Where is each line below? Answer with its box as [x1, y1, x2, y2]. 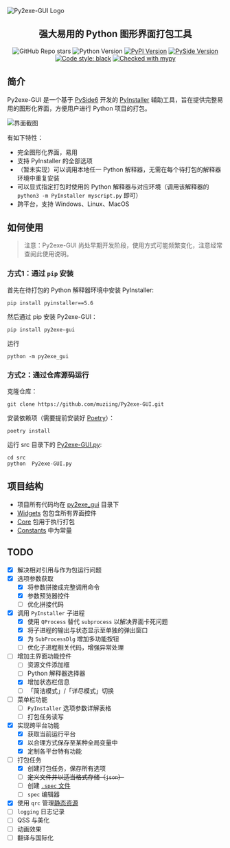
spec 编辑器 [27, 790, 60, 798]
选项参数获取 [16, 574, 54, 582]
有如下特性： [7, 133, 43, 141]
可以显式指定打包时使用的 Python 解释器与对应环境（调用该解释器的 [16, 183, 209, 191]
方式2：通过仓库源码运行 [7, 370, 89, 380]
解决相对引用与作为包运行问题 [16, 566, 102, 574]
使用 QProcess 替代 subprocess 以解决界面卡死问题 [27, 617, 168, 626]
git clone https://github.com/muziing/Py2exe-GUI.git [7, 401, 165, 408]
